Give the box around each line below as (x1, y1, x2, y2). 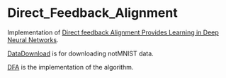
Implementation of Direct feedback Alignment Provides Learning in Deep (7, 28, 220, 37)
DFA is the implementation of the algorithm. (7, 63, 134, 71)
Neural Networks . (7, 35, 59, 44)
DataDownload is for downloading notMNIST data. (7, 49, 154, 58)
